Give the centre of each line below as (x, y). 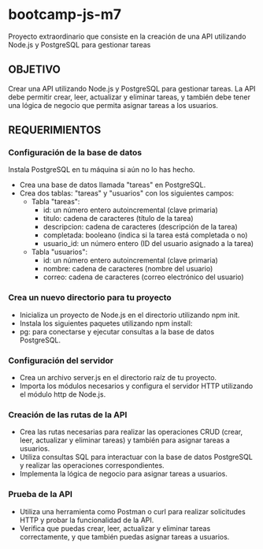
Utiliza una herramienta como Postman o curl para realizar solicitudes (132, 511)
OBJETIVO (35, 70)
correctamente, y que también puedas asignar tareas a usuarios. (124, 536)
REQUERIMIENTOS (55, 131)
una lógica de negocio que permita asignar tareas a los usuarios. (113, 105)
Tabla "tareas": (56, 202)
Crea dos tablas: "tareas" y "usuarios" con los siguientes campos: (127, 193)
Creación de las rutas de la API (68, 414)
